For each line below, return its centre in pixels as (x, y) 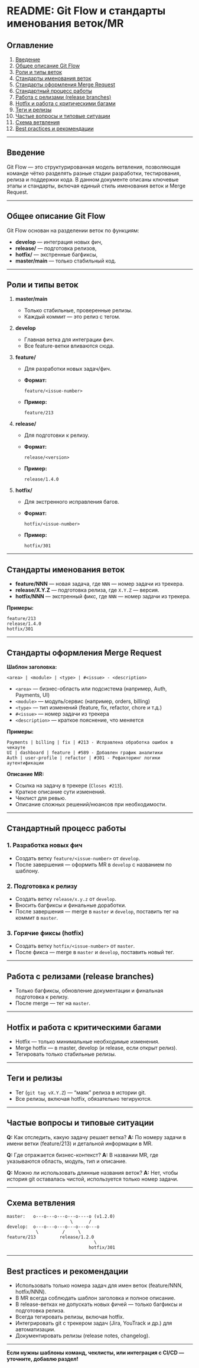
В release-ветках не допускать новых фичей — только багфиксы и (99, 1304)
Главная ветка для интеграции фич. (69, 340)
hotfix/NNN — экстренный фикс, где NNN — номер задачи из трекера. (103, 597)
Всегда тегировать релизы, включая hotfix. (70, 1317)
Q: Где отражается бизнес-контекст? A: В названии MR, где (83, 1155)
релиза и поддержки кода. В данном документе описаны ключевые (93, 179)
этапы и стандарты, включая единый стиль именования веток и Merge (96, 186)
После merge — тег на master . (53, 1003)
